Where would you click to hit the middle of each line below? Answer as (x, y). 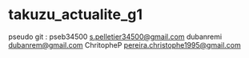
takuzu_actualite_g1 (75, 15)
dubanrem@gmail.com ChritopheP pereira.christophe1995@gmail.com (125, 44)
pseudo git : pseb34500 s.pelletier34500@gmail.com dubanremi (115, 37)
